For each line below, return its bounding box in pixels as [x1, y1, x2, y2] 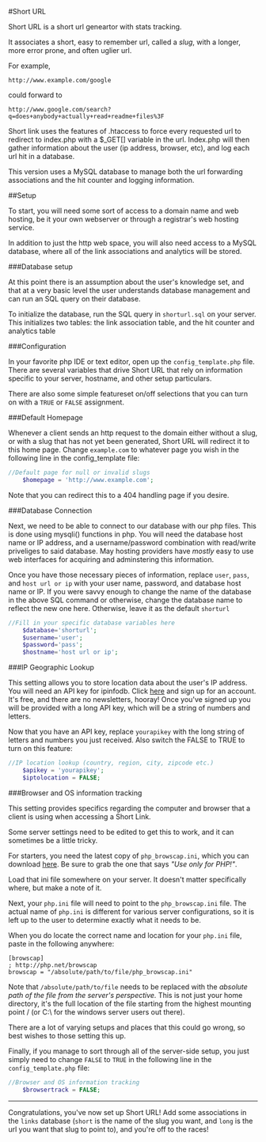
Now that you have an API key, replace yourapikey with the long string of [8, 727, 245, 737]
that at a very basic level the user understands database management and [8, 286, 251, 295]
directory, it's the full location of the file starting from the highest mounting [8, 999, 252, 1008]
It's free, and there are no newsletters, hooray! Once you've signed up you [8, 695, 251, 704]
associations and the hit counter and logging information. [8, 176, 195, 184]
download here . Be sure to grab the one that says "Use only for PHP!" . [8, 859, 237, 869]
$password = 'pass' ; [22, 641, 83, 649]
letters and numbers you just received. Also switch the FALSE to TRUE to [8, 735, 245, 745]
